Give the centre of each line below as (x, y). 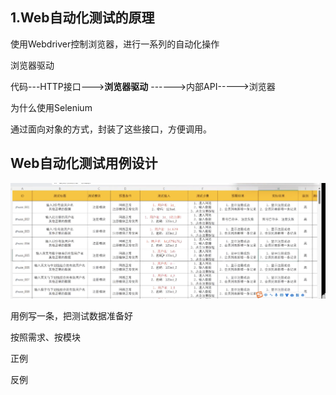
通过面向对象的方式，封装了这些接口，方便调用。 (111, 129)
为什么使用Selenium (51, 107)
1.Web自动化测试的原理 (82, 18)
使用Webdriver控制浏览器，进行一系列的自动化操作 (115, 44)
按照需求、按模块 (45, 337)
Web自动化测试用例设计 (84, 163)
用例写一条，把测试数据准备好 (71, 316)
